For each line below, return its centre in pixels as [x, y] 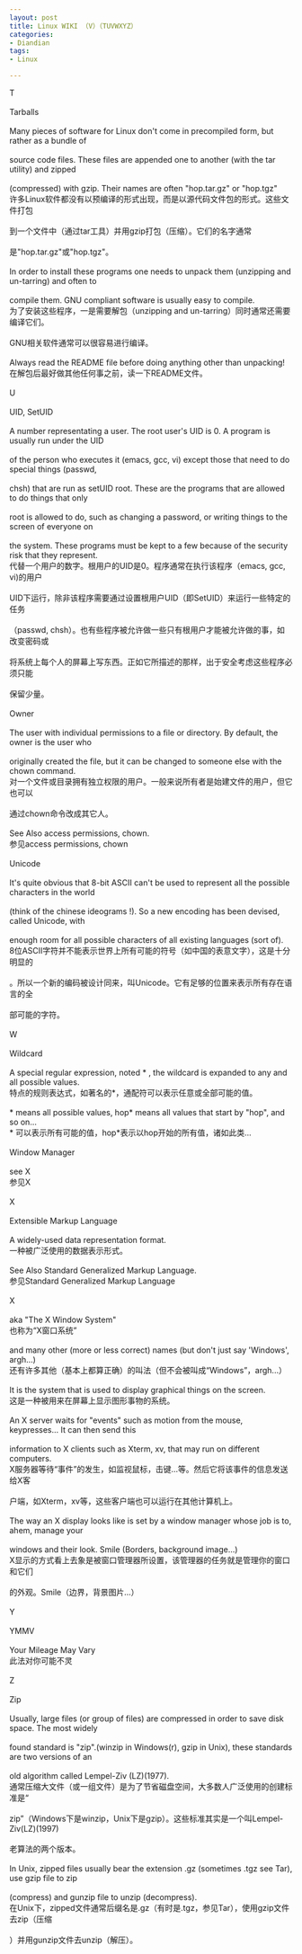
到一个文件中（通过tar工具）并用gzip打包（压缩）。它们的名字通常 [131, 231]
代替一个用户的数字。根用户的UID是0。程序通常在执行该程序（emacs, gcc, [147, 566]
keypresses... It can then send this [73, 1430]
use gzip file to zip [44, 1878]
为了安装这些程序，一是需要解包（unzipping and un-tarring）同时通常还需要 [150, 311]
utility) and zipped [43, 169]
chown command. [43, 771]
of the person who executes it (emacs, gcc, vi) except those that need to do [150, 460]
